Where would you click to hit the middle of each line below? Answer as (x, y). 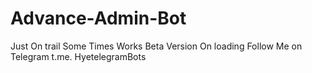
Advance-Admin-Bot (98, 18)
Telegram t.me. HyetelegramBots (78, 56)
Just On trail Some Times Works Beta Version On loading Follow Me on (156, 46)
